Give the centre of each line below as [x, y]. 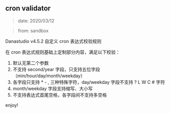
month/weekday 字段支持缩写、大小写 [53, 88]
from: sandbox [33, 31]
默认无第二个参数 [31, 63]
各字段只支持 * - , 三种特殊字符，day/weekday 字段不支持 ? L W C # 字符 [89, 82]
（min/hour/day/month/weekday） [49, 76]
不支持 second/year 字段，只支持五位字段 [56, 69]
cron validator [28, 8]
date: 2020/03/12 [36, 20]
